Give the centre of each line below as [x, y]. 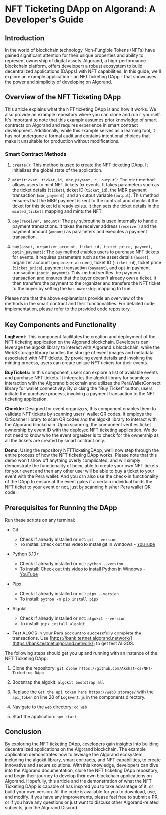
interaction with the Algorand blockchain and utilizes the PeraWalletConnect [83, 383]
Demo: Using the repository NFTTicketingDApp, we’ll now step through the [82, 450]
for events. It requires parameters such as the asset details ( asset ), [81, 257]
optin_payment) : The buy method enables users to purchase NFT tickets [85, 252]
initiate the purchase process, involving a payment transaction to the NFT [80, 393]
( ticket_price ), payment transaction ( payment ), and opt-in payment [81, 268]
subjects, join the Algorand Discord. [42, 807]
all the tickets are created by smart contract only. [55, 440]
